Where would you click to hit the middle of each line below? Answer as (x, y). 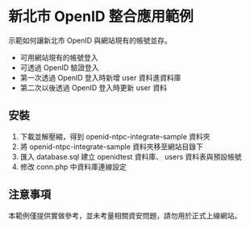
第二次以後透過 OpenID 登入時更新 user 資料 (94, 87)
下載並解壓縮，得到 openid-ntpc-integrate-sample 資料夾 (115, 136)
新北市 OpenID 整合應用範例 (101, 17)
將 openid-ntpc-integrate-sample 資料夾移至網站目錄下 (112, 147)
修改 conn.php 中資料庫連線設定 (73, 167)
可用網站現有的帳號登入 (59, 57)
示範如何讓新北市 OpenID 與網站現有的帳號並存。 (90, 40)
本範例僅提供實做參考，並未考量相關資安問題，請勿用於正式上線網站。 (125, 215)
